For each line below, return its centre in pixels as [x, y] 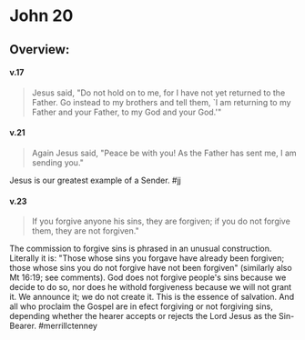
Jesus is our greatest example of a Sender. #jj [96, 180]
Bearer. [23, 326]
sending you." [58, 162]
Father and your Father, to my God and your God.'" [127, 112]
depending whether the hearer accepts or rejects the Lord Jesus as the [143, 316]
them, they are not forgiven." [85, 231]
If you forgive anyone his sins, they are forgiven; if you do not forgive [161, 221]
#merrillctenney [68, 326]
